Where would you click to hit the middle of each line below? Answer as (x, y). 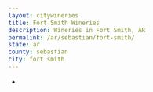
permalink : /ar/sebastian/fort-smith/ (71, 37)
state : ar (24, 45)
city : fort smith (36, 60)
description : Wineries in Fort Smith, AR (77, 30)
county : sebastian (38, 52)
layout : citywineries (44, 15)
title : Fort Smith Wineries (54, 23)
